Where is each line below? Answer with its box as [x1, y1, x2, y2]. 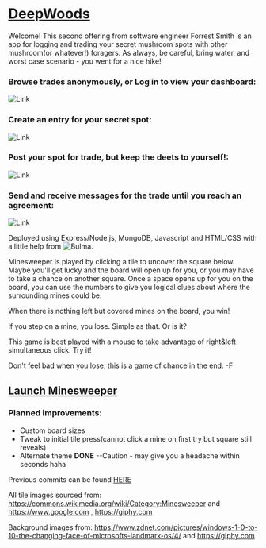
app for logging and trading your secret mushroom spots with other [8, 39, 228, 48]
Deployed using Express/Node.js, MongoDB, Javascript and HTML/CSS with [8, 233, 257, 243]
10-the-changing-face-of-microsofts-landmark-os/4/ [8, 531, 182, 540]
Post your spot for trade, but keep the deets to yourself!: [8, 152, 230, 163]
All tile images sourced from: [8, 490, 102, 500]
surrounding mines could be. [8, 291, 102, 300]
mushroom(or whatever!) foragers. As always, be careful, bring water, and [8, 48, 249, 57]
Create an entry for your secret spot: [8, 114, 152, 125]
